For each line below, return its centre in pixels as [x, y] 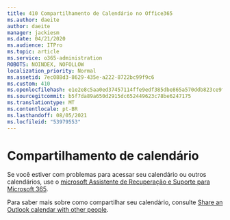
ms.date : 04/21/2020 [37, 39]
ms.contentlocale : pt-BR [42, 109]
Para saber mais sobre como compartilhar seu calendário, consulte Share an [115, 202]
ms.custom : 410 [29, 84]
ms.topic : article [33, 52]
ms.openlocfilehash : [37, 90]
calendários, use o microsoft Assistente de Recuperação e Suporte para [108, 182]
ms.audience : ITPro [35, 45]
